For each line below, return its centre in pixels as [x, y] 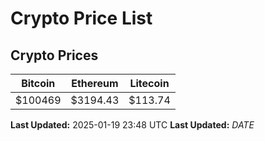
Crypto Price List [81, 18]
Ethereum [95, 83]
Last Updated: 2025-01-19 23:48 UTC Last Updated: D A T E [132, 125]
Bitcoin [38, 83]
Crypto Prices [54, 55]
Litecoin [149, 83]
